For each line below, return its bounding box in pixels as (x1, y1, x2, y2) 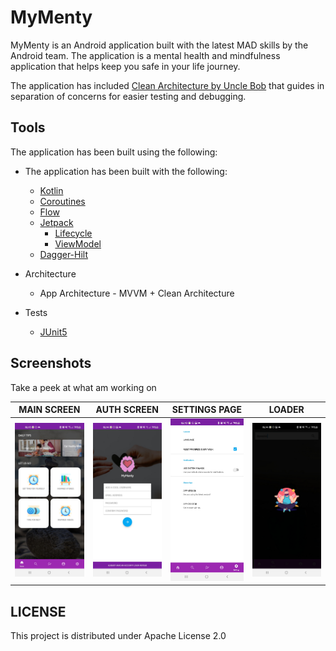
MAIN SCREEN (18, 404, 81, 416)
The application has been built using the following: (10, 146, 218, 158)
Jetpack (39, 216, 74, 228)
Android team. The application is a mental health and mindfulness (10, 49, 281, 61)
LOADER (268, 404, 305, 416)
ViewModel (54, 237, 102, 250)
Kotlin (39, 184, 64, 196)
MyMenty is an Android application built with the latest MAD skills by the (10, 39, 309, 51)
